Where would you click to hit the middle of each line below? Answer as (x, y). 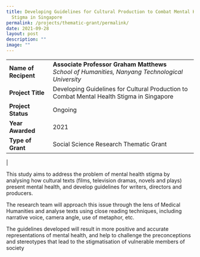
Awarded (22, 131)
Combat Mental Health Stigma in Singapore (113, 96)
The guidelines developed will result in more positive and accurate (87, 229)
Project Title (27, 92)
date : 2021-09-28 (28, 28)
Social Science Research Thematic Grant (110, 144)
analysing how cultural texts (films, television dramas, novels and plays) (94, 180)
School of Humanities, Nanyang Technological (118, 72)
